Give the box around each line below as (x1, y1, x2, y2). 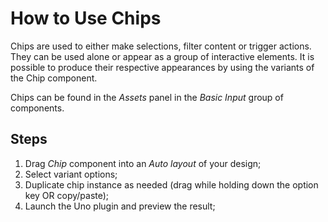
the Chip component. (10, 72, 98, 84)
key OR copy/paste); (24, 189, 110, 201)
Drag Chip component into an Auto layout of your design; (24, 157, 262, 169)
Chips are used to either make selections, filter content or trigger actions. (10, 40, 312, 52)
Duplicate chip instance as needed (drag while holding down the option (24, 178, 319, 191)
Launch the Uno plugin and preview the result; (24, 200, 216, 212)
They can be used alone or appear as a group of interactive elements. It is (10, 50, 315, 62)
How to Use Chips (10, 7, 162, 30)
